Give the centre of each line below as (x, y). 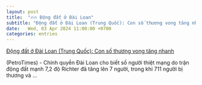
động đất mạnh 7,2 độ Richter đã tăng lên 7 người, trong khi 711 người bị (95, 69)
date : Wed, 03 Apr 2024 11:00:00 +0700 (59, 28)
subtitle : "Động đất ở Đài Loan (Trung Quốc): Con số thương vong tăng (98, 23)
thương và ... (22, 75)
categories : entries (32, 34)
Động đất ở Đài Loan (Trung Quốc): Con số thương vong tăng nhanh (90, 51)
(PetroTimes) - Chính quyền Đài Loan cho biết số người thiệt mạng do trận (98, 63)
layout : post (23, 12)
